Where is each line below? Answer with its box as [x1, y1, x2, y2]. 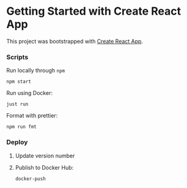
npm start [6, 78, 32, 85]
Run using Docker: [6, 89, 53, 97]
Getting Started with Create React [6, 4, 182, 18]
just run [6, 101, 29, 108]
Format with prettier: [6, 112, 58, 119]
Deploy [6, 138, 28, 146]
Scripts [6, 53, 29, 61]
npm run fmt [6, 124, 37, 130]
